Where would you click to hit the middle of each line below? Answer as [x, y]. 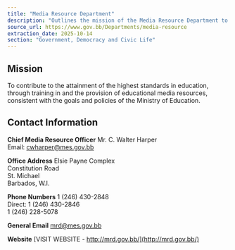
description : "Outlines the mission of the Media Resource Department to [118, 20]
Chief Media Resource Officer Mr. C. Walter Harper [82, 139]
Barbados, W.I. [28, 183]
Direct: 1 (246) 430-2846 [44, 204]
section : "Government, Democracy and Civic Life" [82, 40]
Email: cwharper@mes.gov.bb [51, 147]
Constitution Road [33, 168]
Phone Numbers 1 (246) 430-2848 [58, 196]
